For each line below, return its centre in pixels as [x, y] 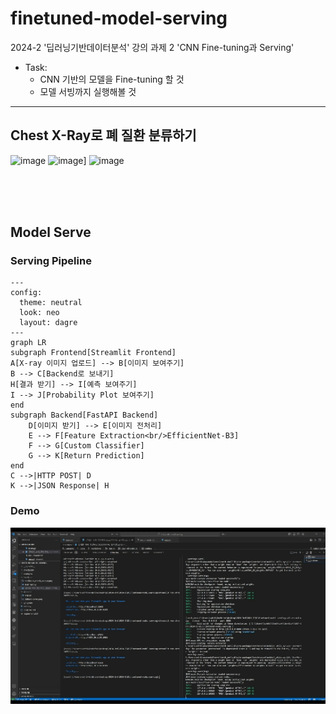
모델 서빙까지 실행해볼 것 [88, 91]
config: [26, 293]
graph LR [28, 343]
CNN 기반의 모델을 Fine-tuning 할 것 [112, 79]
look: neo [39, 313]
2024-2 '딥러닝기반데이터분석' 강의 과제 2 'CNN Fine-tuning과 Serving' [152, 47]
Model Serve [51, 232]
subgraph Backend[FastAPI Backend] [84, 415]
